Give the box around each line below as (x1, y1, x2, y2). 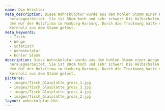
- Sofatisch (9, 44, 34, 49)
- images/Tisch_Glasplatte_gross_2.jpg (9, 94, 91, 99)
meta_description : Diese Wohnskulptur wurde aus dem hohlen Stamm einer (5, 12, 157, 17)
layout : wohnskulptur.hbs (5, 99, 58, 104)
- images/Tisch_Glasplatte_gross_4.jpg (9, 89, 91, 94)
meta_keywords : (5, 30, 36, 35)
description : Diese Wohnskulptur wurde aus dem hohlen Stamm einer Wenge (5, 57, 160, 62)
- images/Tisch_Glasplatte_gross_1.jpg (9, 80, 91, 85)
